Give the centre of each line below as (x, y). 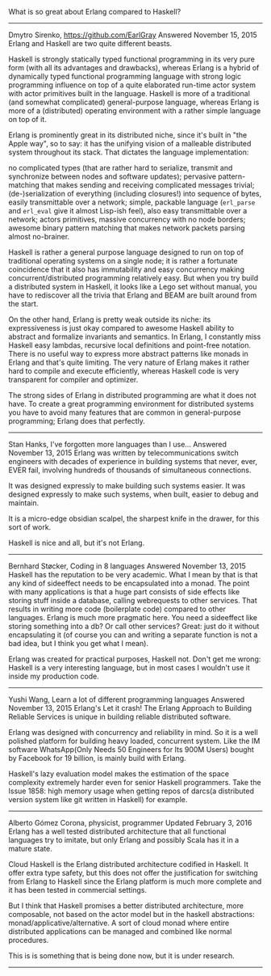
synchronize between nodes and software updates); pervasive (112, 176)
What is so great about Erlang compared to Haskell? (95, 12)
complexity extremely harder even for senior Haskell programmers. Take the (135, 782)
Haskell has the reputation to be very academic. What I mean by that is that (133, 575)
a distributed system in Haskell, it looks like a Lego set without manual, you (133, 287)
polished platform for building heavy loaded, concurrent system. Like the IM (134, 741)
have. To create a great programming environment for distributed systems (131, 404)
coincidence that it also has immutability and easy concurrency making (126, 269)
